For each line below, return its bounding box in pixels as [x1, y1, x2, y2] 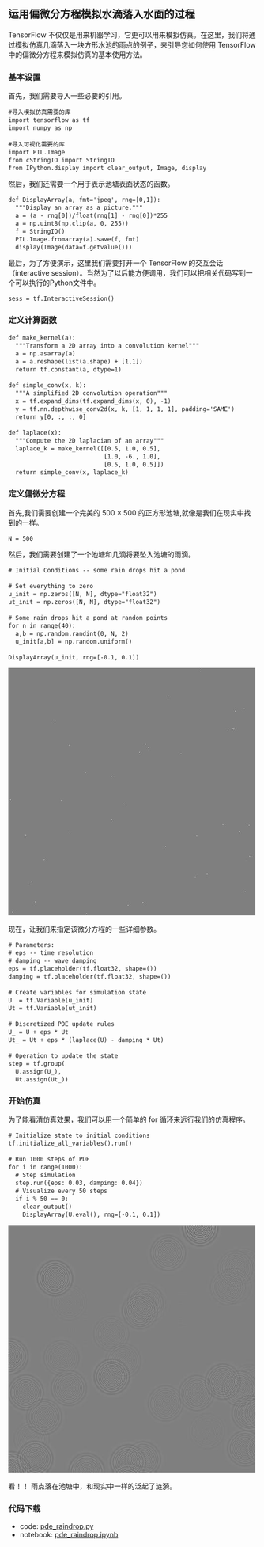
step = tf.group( [8, 1059, 66, 1067]
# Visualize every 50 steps [15, 1187, 108, 1195]
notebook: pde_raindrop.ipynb [19, 1530, 119, 1540]
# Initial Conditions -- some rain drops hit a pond [8, 566, 186, 574]
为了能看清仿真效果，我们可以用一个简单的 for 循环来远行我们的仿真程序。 [8, 1115, 251, 1124]
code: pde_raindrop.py [19, 1522, 94, 1531]
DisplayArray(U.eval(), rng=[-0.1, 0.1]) [22, 1211, 160, 1218]
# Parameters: [8, 941, 55, 948]
